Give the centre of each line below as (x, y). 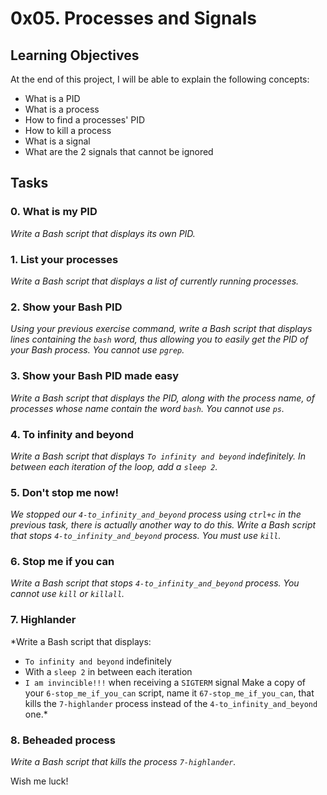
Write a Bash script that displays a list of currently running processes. (155, 281)
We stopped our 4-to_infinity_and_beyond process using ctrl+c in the (156, 514)
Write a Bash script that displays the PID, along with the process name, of (162, 398)
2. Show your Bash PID (66, 307)
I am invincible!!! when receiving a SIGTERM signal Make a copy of (165, 682)
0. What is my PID (54, 212)
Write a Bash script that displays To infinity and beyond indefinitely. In (158, 456)
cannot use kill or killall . (67, 594)
